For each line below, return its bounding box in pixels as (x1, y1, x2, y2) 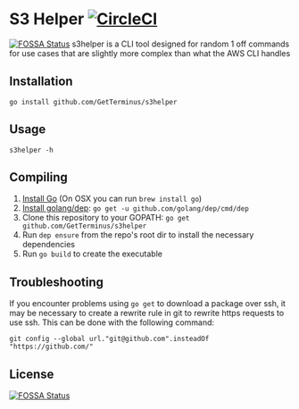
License (9, 366, 54, 381)
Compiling (9, 170, 69, 185)
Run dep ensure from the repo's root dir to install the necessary (21, 230, 254, 240)
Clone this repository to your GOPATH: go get (21, 213, 190, 223)
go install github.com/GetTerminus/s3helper (9, 97, 178, 106)
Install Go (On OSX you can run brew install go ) (21, 193, 203, 204)
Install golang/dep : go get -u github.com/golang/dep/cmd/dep (21, 203, 250, 213)
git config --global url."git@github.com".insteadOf (9, 335, 210, 344)
